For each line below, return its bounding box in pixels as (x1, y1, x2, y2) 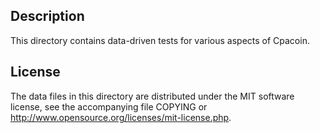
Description (10, 8, 85, 25)
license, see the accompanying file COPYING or (10, 100, 208, 113)
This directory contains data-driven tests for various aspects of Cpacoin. (10, 34, 310, 46)
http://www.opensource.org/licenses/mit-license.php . (10, 111, 232, 123)
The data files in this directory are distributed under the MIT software (10, 90, 295, 102)
